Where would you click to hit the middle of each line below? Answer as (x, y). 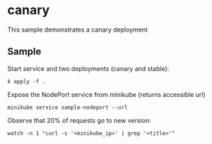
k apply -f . (26, 81)
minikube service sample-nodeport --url (68, 107)
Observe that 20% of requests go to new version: (79, 120)
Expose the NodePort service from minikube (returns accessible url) (107, 94)
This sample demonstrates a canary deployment (78, 30)
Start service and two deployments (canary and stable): (88, 68)
